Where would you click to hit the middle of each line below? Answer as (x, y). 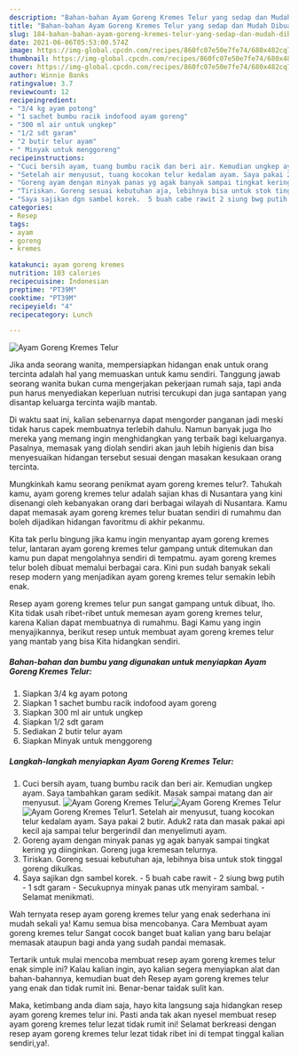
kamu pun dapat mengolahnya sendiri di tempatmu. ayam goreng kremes (143, 558)
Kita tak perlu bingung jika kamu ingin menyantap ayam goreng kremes (139, 540)
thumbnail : (29, 59)
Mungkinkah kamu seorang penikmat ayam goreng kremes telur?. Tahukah (145, 484)
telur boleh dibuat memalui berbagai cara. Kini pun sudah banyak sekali (140, 568)
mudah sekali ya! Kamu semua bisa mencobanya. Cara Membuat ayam (138, 924)
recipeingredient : (43, 100)
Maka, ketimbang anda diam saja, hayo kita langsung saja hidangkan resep (146, 1005)
